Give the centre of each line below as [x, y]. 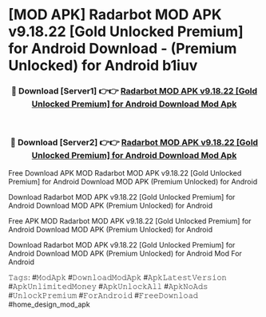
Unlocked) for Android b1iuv [103, 66]
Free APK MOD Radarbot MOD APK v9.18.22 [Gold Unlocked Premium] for [130, 220]
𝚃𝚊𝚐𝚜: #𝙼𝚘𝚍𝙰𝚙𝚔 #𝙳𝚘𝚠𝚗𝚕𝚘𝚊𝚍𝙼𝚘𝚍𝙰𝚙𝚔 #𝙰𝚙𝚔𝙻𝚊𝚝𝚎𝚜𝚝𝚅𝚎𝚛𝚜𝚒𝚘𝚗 [118, 277]
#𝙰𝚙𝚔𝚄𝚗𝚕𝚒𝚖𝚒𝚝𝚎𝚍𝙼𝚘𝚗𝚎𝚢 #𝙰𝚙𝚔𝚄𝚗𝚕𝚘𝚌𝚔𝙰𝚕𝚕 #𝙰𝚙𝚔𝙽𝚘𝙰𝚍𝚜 [108, 286]
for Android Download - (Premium [123, 49]
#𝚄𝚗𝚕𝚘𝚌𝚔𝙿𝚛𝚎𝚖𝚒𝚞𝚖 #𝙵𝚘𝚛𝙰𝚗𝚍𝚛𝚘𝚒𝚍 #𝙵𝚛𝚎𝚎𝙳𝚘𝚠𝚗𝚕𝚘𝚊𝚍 [103, 295]
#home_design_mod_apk [49, 304]
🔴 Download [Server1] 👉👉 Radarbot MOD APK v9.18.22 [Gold [134, 91]
